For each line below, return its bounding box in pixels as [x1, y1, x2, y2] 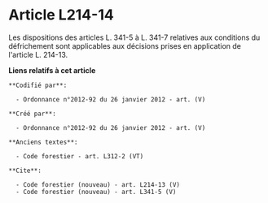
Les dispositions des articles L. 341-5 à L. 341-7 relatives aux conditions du [8, 32, 261, 42]
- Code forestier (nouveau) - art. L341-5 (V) [15, 188, 177, 196]
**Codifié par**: [8, 81, 68, 89]
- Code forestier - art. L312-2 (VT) [15, 152, 144, 160]
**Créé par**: [8, 110, 57, 118]
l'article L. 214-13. [8, 50, 68, 59]
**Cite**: [8, 166, 42, 175]
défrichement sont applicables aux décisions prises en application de [8, 41, 242, 50]
